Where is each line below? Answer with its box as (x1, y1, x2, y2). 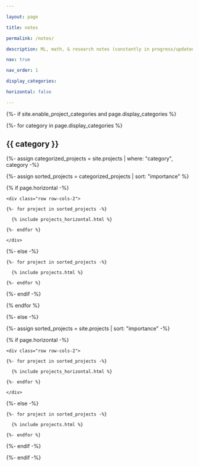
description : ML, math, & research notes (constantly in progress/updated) (6, 46, 197, 52)
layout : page (6, 14, 38, 20)
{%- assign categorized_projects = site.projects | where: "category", (6, 155, 174, 162)
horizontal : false (6, 89, 52, 95)
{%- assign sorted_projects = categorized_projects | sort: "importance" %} (6, 173, 190, 180)
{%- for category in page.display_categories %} (6, 122, 123, 129)
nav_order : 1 (6, 68, 38, 74)
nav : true (6, 57, 31, 63)
